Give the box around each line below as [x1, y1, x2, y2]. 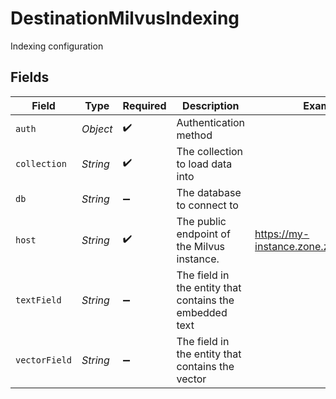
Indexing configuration [10, 40, 104, 52]
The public [176, 214, 227, 228]
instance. [176, 252, 220, 266]
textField [15, 294, 62, 306]
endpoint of [176, 227, 231, 241]
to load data [176, 157, 233, 171]
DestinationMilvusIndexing [10, 7, 240, 30]
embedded [176, 305, 228, 319]
